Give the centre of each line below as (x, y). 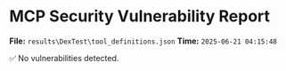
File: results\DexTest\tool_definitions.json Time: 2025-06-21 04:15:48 (143, 41)
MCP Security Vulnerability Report (139, 16)
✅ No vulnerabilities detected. (64, 58)
